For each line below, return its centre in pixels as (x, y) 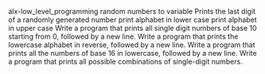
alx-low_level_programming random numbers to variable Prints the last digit (132, 11)
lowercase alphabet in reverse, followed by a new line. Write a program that (132, 45)
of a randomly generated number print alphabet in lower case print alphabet (132, 20)
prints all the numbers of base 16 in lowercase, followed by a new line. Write (132, 53)
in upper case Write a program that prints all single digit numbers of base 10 (132, 28)
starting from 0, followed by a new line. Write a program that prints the (123, 36)
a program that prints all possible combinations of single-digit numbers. (125, 61)
